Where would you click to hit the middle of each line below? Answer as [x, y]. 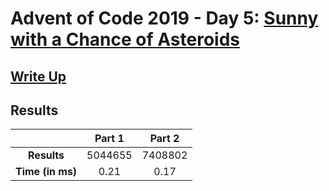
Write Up [38, 76]
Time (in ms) [46, 172]
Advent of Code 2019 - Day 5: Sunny [164, 18]
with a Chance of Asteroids [125, 39]
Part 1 [109, 139]
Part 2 [164, 139]
